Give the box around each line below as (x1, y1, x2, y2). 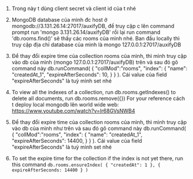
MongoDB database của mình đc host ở (11, 16, 107, 23)
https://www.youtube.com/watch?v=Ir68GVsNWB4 (11, 108, 136, 114)
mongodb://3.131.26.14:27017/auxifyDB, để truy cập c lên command (11, 23, 175, 29)
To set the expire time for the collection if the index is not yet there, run (11, 155, 184, 161)
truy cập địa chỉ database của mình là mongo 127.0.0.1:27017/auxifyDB (11, 41, 181, 48)
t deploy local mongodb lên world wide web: (11, 101, 119, 108)
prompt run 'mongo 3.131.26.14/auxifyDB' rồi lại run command (11, 29, 160, 36)
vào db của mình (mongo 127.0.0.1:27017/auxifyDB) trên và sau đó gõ (11, 58, 178, 66)
